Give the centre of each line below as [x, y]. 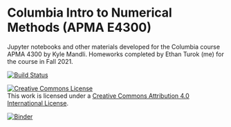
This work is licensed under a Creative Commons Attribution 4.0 [99, 96]
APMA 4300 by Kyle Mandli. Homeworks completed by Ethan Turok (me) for [116, 54]
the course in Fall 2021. [40, 61]
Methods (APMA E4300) [80, 27]
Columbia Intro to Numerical [90, 13]
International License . [38, 103]
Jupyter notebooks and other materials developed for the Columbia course [113, 46]
